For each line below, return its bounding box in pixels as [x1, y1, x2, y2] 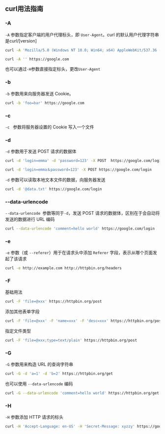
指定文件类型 [5, 328, 31, 334]
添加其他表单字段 [5, 309, 40, 315]
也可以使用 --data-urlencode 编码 [5, 381, 73, 387]
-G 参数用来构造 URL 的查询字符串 [5, 361, 74, 367]
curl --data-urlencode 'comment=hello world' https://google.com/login [5, 226, 155, 231]
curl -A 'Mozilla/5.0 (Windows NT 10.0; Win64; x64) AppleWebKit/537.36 [5, 47, 157, 53]
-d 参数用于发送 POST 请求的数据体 [5, 149, 77, 155]
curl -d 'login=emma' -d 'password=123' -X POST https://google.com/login [5, 158, 164, 163]
